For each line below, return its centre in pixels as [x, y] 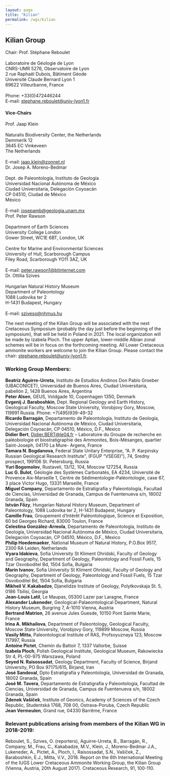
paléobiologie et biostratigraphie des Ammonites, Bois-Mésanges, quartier [83, 440]
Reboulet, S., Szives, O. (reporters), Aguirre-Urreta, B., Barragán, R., [76, 741]
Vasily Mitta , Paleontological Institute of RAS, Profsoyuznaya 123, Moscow [83, 634]
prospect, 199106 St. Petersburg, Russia [47, 461]
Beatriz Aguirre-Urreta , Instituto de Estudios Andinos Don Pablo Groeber [82, 380]
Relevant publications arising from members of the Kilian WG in [85, 724]
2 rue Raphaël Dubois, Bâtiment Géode [46, 74]
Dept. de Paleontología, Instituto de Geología [52, 178]
